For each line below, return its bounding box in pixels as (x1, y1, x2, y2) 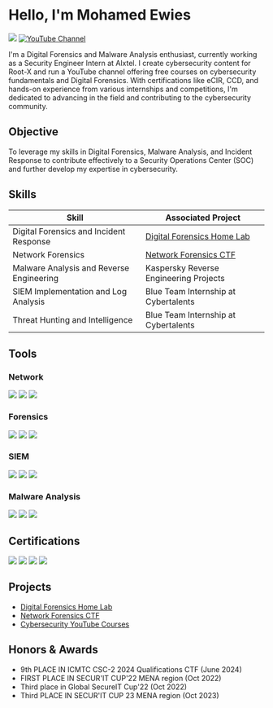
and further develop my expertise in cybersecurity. (8, 164, 179, 174)
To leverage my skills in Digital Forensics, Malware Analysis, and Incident (8, 147, 253, 156)
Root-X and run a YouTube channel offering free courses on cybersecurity (8, 67, 257, 77)
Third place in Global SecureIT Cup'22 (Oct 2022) (19, 682, 188, 692)
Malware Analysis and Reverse (12, 262, 130, 274)
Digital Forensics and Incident (12, 226, 126, 237)
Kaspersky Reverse (145, 262, 219, 274)
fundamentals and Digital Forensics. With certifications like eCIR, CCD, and (8, 75, 258, 85)
